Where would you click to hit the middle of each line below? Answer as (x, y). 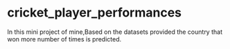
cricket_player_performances (95, 13)
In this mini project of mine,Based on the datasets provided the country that (115, 32)
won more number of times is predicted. (64, 39)
